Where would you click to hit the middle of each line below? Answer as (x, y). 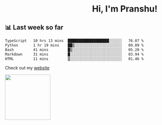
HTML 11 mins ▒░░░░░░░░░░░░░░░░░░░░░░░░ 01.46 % (74, 59)
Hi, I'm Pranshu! (125, 9)
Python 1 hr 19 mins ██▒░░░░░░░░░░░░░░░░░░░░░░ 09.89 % (74, 45)
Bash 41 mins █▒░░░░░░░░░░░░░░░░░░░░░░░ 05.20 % (74, 50)
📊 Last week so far (34, 27)
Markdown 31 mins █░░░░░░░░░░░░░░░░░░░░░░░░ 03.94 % (74, 54)
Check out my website (27, 68)
